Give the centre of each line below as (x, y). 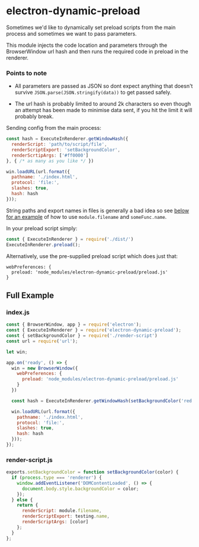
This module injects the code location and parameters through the (87, 45)
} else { (22, 500)
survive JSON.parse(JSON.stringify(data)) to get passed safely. (93, 93)
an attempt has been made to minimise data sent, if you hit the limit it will (103, 110)
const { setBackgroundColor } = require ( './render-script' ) (82, 336)
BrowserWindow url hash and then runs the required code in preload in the (97, 51)
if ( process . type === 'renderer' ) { (57, 478)
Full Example (30, 295)
